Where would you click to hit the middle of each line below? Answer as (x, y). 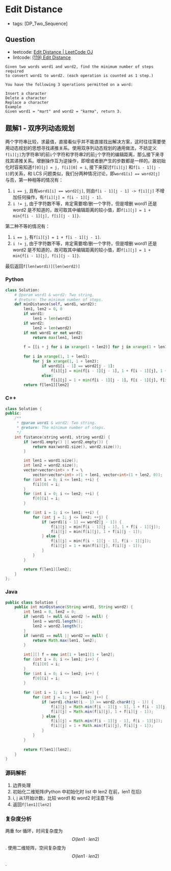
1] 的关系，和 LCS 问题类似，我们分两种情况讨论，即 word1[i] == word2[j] (83, 173)
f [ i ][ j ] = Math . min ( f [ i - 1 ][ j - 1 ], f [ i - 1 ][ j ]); (107, 721)
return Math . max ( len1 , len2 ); (64, 640)
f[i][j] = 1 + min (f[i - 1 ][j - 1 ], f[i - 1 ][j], (104, 380)
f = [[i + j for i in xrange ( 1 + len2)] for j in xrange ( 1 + (90, 347)
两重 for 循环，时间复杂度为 (34, 831)
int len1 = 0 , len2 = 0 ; (50, 612)
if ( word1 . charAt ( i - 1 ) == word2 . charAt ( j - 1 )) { (97, 702)
